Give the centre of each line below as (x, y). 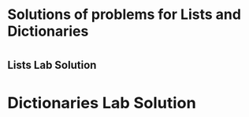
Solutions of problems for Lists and (124, 15)
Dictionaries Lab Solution (102, 103)
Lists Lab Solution (52, 65)
